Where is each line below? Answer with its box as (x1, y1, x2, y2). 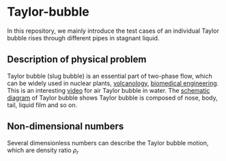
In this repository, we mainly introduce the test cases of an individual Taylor (7, 27, 220, 35)
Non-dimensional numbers (7, 121, 124, 132)
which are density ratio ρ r (7, 146, 79, 156)
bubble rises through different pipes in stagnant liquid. (7, 33, 160, 42)
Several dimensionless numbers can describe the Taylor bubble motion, (7, 138, 209, 147)
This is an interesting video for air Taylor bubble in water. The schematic (7, 86, 210, 94)
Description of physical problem (7, 54, 147, 65)
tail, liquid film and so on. (7, 100, 78, 109)
